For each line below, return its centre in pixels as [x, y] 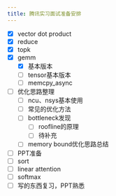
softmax [29, 176]
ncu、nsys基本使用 [56, 100]
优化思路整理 [36, 92]
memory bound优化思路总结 [68, 144]
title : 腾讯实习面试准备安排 [44, 14]
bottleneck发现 [49, 118]
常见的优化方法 [49, 109]
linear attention [39, 169]
